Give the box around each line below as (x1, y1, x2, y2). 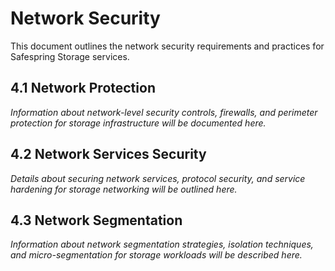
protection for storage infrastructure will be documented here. (10, 117, 267, 129)
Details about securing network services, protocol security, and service (10, 172, 306, 184)
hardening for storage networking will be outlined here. (10, 183, 238, 195)
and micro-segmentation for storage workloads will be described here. (10, 249, 303, 261)
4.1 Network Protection (10, 80, 156, 97)
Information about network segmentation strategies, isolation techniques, (10, 238, 314, 251)
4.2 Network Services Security (10, 146, 207, 163)
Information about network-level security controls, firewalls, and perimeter (10, 106, 318, 118)
